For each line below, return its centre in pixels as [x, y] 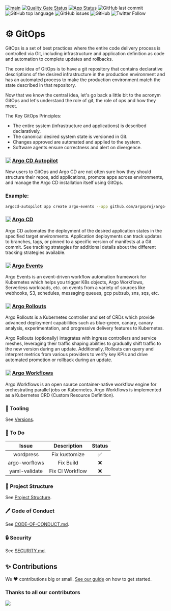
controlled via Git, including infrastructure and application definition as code [85, 53]
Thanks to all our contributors [43, 592]
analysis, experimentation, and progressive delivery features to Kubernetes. [85, 328]
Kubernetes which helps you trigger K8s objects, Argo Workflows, [75, 282]
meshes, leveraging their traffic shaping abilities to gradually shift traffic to [83, 344]
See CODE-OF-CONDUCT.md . [37, 524]
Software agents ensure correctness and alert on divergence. [77, 147]
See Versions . [20, 419]
